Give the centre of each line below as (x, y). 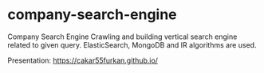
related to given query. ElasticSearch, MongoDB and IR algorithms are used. (132, 44)
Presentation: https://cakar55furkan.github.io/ (83, 60)
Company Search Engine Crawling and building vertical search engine (122, 36)
